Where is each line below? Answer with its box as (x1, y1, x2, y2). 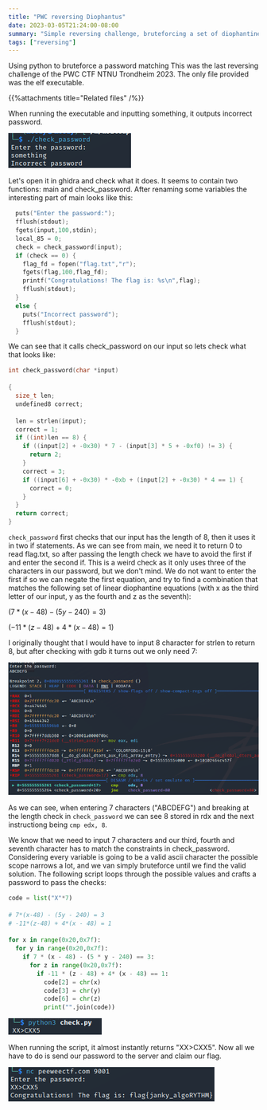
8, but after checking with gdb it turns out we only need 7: (8, 647, 198, 655)
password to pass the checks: (8, 877, 107, 887)
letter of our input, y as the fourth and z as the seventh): (8, 592, 192, 601)
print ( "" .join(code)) (43, 1003, 115, 1012)
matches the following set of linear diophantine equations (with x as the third (8, 583, 259, 592)
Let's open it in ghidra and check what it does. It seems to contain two (8, 176, 238, 186)
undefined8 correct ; (15, 400, 83, 408)
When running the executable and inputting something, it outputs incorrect (8, 108, 253, 119)
